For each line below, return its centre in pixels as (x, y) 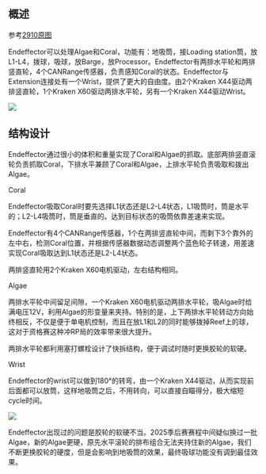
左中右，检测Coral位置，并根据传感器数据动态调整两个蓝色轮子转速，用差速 (131, 243)
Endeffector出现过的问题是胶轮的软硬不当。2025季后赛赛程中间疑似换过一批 (133, 432)
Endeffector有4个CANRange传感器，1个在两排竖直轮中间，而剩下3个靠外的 (131, 233)
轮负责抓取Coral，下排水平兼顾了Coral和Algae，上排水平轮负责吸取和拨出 (129, 164)
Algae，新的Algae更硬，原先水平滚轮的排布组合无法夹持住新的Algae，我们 (130, 442)
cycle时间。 (27, 400)
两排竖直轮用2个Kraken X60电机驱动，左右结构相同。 (95, 269)
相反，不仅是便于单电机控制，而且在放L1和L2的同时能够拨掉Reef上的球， (134, 321)
